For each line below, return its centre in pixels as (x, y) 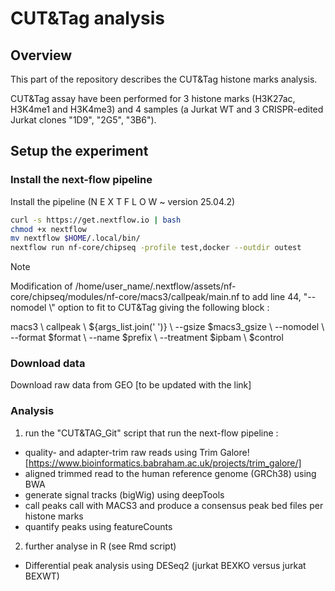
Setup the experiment (79, 151)
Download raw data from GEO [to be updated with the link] (131, 385)
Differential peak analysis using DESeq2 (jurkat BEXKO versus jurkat (165, 565)
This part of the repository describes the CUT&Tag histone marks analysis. (164, 79)
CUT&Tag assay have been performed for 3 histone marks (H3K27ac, (153, 98)
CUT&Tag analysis (88, 18)
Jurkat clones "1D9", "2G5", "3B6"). (83, 120)
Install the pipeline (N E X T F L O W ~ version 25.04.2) (123, 201)
